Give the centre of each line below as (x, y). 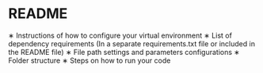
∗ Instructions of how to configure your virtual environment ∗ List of (120, 35)
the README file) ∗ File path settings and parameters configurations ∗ (124, 52)
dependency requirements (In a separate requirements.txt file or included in (132, 43)
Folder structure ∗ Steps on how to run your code (90, 60)
